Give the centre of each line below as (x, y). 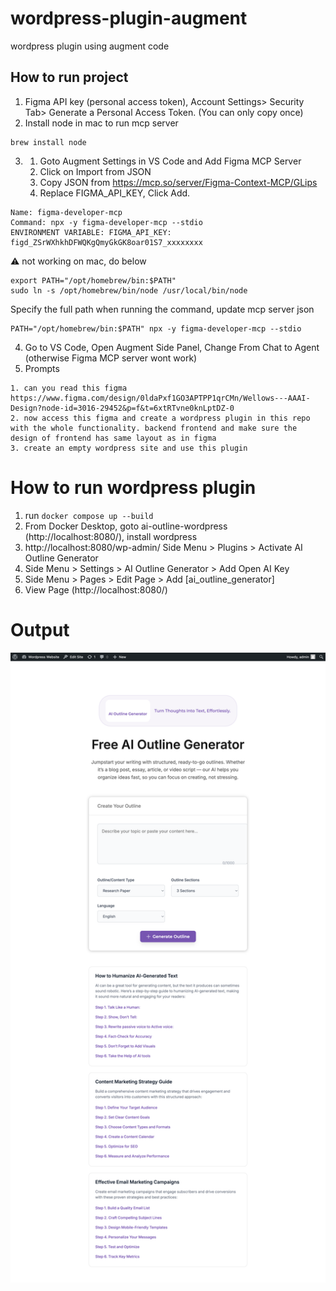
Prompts (42, 368)
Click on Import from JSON (95, 171)
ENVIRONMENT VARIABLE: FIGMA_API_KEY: (91, 232)
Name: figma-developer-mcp (66, 212)
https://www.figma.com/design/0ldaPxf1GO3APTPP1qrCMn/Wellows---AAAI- (160, 398)
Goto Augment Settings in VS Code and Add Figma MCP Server (170, 161)
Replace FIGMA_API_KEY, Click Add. (115, 193)
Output (40, 629)
